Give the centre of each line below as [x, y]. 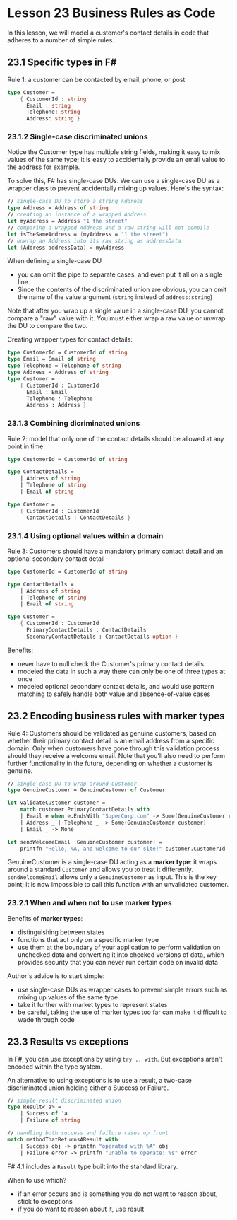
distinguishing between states [61, 932]
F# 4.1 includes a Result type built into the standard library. [93, 1166]
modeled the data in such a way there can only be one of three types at [121, 671]
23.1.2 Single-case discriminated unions [78, 137]
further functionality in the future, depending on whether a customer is [110, 763]
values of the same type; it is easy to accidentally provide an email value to [116, 160]
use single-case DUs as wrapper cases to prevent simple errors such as [122, 989]
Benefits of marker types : [45, 918]
